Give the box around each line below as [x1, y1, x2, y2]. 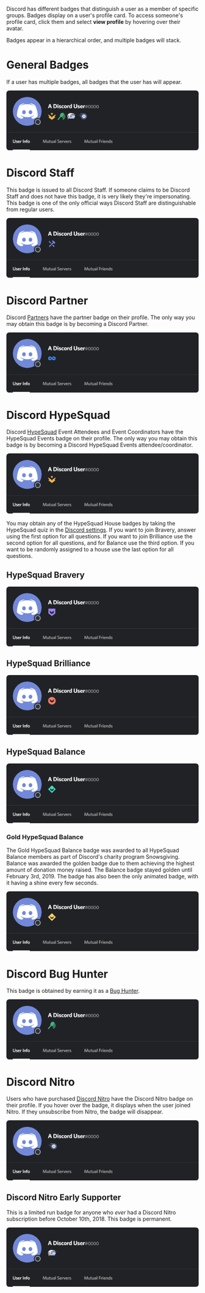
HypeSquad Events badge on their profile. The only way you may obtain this [6, 435, 198, 442]
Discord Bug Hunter [6, 967, 109, 981]
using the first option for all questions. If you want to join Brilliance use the [6, 532, 193, 540]
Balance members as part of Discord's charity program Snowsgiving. [6, 853, 180, 861]
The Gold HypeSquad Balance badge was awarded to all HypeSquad [6, 846, 179, 854]
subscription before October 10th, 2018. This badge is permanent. [6, 1215, 172, 1223]
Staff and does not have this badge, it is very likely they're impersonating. [6, 193, 192, 200]
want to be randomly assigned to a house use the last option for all [6, 545, 174, 553]
